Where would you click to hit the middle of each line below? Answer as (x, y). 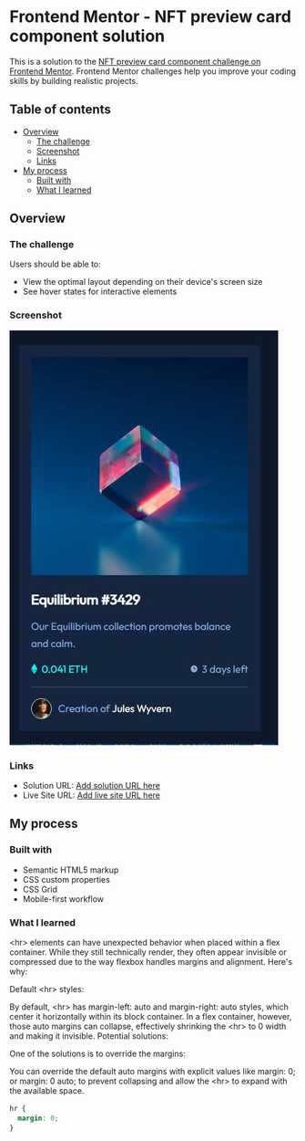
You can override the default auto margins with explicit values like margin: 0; (152, 1072)
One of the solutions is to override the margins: (98, 1054)
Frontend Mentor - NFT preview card (150, 17)
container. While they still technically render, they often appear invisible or (148, 952)
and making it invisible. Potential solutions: (89, 1036)
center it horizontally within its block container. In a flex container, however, (151, 1017)
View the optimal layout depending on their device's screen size (142, 282)
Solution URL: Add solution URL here (91, 786)
